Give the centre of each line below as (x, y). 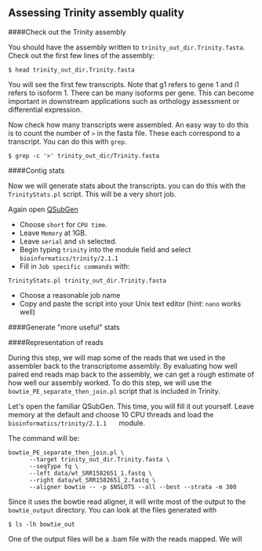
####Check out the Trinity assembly (67, 31)
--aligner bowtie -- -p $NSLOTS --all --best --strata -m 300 (133, 487)
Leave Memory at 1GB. (53, 233)
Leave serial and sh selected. (68, 241)
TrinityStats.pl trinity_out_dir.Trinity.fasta (87, 281)
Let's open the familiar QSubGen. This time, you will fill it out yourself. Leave (131, 406)
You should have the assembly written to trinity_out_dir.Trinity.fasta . (127, 47)
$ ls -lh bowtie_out (42, 524)
